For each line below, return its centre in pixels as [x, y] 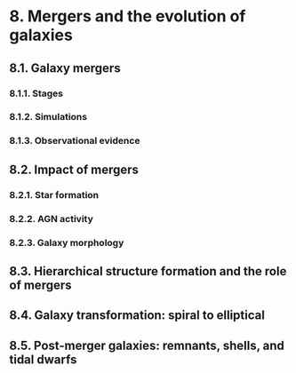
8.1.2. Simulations [48, 117]
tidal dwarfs [43, 359]
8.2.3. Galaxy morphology [67, 242]
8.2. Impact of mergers [74, 169]
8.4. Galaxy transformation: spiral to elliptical [137, 316]
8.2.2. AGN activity [51, 218]
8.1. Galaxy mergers [65, 68]
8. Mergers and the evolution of [128, 16]
